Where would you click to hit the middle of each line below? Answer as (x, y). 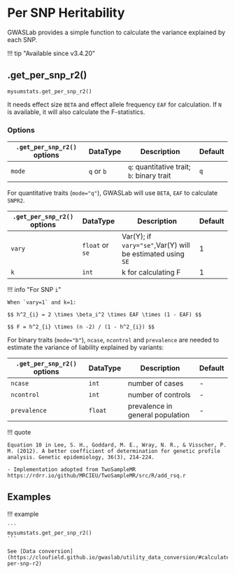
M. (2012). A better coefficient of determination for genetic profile (114, 451)
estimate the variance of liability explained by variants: (86, 347)
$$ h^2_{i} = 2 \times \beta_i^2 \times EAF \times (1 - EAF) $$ (104, 315)
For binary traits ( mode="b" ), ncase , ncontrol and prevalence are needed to (113, 340)
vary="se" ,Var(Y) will (156, 245)
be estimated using (153, 254)
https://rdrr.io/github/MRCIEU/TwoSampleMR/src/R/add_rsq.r (97, 476)
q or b (98, 171)
